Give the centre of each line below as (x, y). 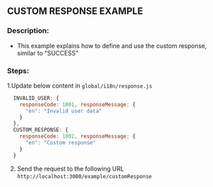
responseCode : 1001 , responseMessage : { (77, 104)
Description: (28, 31)
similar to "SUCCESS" (47, 53)
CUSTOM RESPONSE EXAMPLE (75, 11)
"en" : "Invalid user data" (63, 111)
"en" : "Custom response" (60, 143)
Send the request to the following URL (70, 169)
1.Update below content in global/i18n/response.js (80, 86)
